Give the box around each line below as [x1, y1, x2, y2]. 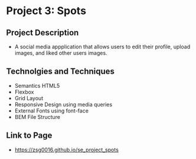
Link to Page [6, 131, 53, 141]
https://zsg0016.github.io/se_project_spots [14, 146, 119, 153]
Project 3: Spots [6, 4, 87, 18]
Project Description [6, 28, 79, 38]
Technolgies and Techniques [6, 67, 115, 77]
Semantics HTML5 [14, 82, 60, 89]
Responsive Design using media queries [14, 101, 113, 108]
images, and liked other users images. [14, 49, 107, 57]
